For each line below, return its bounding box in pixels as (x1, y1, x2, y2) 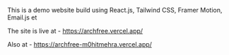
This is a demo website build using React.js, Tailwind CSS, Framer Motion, (7, 6, 223, 14)
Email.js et (7, 13, 37, 22)
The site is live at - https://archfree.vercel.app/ (7, 27, 143, 35)
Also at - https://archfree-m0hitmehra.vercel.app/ (7, 40, 152, 48)
